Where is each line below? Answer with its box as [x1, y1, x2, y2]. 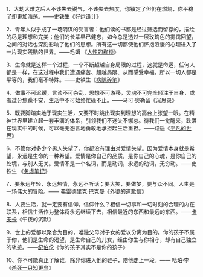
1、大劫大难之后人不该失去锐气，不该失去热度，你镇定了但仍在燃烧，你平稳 [6, 5, 194, 12]
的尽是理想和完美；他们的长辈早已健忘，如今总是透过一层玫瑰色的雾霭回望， [6, 33, 197, 40]
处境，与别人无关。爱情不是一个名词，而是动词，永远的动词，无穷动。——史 [6, 160, 197, 167]
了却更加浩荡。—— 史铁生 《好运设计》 [6, 13, 101, 20]
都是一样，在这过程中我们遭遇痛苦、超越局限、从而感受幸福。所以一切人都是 [6, 69, 197, 75]
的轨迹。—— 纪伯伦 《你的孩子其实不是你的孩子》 [6, 244, 128, 250]
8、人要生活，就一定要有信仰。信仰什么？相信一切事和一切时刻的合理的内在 [6, 201, 195, 208]
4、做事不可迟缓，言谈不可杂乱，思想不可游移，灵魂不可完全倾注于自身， [6, 89, 190, 96]
